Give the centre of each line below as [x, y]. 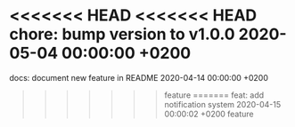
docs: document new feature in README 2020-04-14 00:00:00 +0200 [139, 77]
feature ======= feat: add [214, 95]
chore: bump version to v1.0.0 [122, 34]
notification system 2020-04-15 [223, 104]
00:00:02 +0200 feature [209, 114]
